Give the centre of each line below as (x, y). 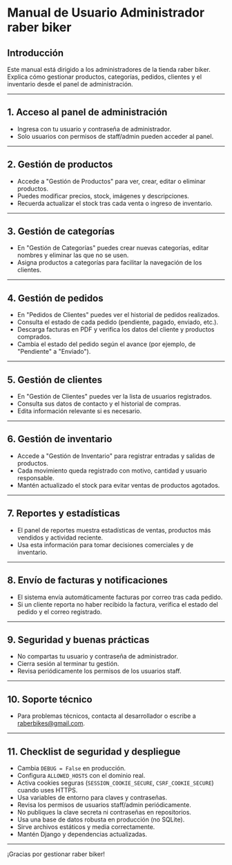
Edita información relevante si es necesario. (79, 411)
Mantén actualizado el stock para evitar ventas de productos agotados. (118, 485)
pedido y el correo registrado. (59, 611)
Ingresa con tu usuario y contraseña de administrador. (94, 129)
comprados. (34, 337)
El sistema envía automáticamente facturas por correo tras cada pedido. (120, 597)
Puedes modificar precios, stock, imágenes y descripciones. (103, 196)
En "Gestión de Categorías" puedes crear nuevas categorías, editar (113, 248)
